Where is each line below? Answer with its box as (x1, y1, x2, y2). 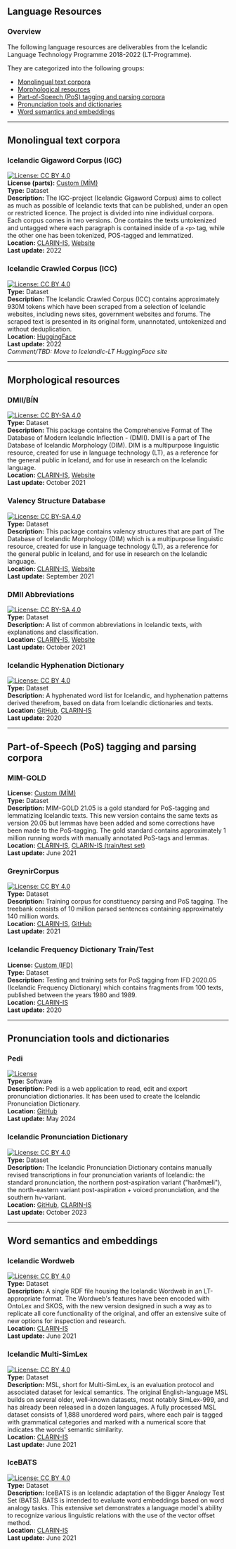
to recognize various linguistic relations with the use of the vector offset (7, 1511, 216, 1519)
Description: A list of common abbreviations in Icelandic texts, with (7, 620, 202, 628)
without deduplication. (7, 324, 72, 333)
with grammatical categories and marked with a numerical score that (7, 1417, 206, 1426)
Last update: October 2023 (7, 1208, 87, 1216)
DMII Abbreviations (7, 589, 75, 599)
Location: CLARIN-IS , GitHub (7, 920, 92, 928)
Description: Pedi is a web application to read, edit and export (7, 1085, 188, 1093)
